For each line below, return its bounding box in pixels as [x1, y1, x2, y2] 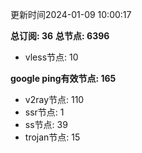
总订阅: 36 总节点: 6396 [10, 30, 110, 42]
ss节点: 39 [24, 119, 68, 130]
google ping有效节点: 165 [10, 73, 117, 84]
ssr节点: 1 [24, 106, 65, 118]
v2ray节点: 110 [24, 94, 85, 105]
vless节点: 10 [24, 51, 79, 63]
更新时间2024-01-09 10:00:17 [10, 9, 132, 20]
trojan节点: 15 [24, 131, 81, 143]
